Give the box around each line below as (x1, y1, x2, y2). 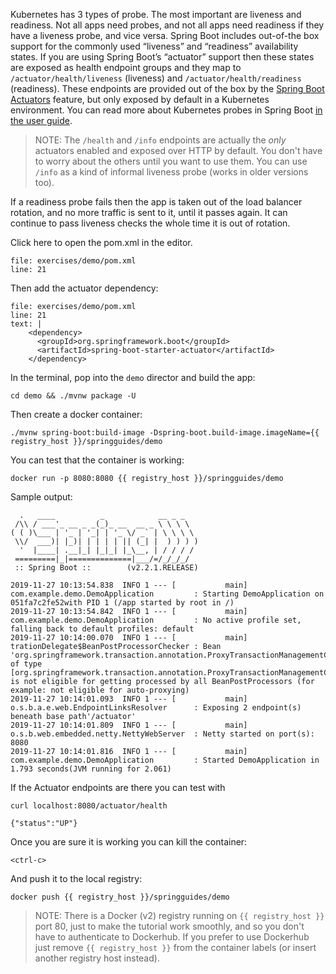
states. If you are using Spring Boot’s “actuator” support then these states (10, 51, 315, 63)
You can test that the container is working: (10, 454, 185, 466)
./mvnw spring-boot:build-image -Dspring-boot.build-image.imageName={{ (10, 428, 320, 438)
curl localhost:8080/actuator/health (10, 801, 168, 811)
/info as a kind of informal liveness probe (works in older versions (34, 166, 309, 178)
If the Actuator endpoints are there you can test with (10, 782, 226, 793)
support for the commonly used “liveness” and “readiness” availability (10, 40, 299, 52)
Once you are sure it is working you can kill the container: (10, 836, 248, 848)
